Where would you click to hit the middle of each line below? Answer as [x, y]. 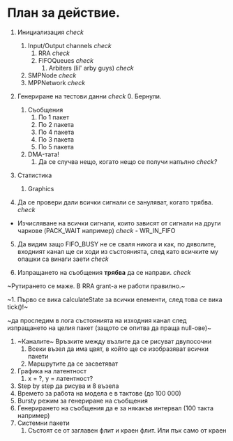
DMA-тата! [43, 154]
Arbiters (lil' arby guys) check [91, 68]
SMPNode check [52, 75]
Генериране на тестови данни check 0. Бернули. [89, 96]
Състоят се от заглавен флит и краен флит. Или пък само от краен [127, 430]
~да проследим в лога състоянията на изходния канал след [97, 320]
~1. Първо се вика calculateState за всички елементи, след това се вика [115, 299]
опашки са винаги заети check [63, 259]
